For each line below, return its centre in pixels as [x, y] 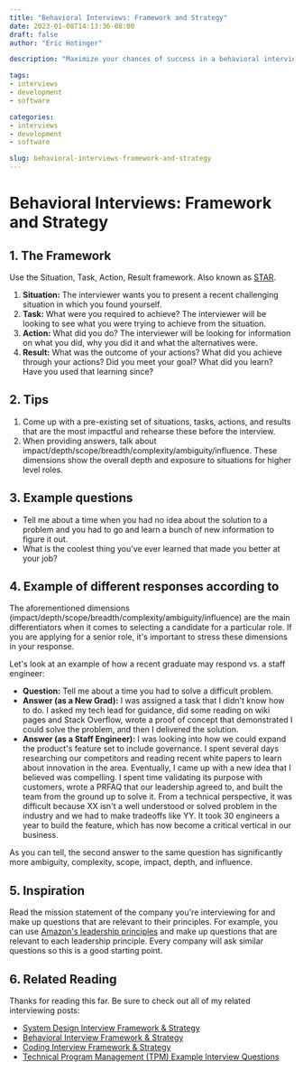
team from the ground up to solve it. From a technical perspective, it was [157, 796]
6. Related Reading [63, 979]
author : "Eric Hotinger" [56, 43]
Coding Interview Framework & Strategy [96, 1048]
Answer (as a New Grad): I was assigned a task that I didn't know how [154, 701]
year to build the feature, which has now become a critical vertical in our [156, 825]
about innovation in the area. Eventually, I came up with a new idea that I [156, 768]
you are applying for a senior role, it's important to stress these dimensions [149, 637]
